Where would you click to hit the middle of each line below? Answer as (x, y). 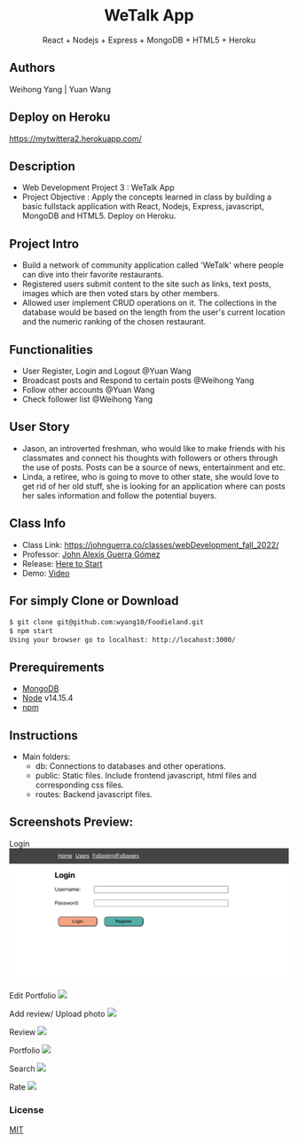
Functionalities (51, 350)
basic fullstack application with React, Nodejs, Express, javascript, (143, 207)
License (27, 1110)
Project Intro (44, 243)
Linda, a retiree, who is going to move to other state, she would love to (150, 476)
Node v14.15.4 (47, 698)
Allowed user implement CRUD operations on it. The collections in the (149, 303)
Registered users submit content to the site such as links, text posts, (147, 284)
